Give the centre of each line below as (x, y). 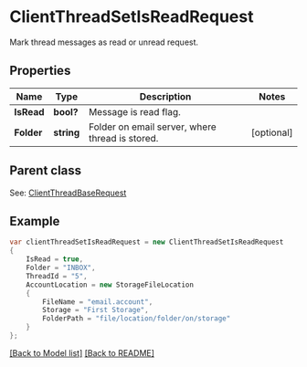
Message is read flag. (134, 111)
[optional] (272, 132)
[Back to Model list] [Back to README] (82, 352)
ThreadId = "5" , (57, 276)
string (67, 132)
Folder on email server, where (152, 127)
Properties (40, 71)
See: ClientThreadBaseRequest (68, 193)
